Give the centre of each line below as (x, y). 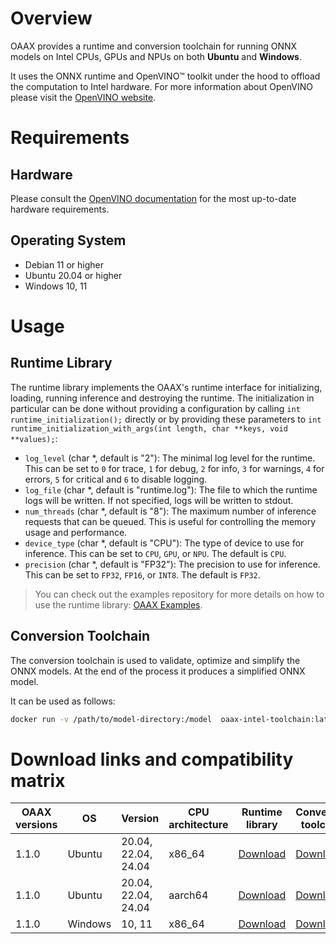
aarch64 (188, 895)
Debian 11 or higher (64, 264)
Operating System (68, 240)
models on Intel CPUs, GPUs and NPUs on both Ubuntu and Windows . (156, 56)
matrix (38, 780)
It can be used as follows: (63, 701)
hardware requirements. (60, 209)
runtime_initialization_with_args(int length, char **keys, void (149, 428)
